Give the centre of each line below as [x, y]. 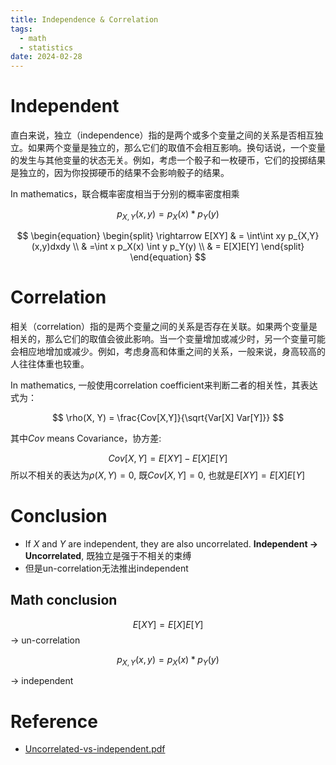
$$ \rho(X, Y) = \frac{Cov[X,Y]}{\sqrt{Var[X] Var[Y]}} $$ [168, 417]
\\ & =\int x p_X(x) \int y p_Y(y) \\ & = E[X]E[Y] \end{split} [188, 246]
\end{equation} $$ [168, 257]
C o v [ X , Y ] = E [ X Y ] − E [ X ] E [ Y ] [168, 458]
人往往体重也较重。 [50, 363]
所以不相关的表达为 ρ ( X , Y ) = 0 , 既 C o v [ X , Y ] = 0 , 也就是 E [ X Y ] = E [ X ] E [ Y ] [157, 475]
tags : [21, 29]
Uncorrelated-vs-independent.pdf [95, 749]
